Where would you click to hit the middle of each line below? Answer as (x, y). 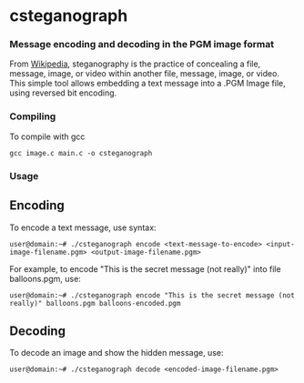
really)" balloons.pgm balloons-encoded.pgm (95, 303)
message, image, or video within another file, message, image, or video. (145, 74)
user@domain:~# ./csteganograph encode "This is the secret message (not (152, 295)
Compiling (33, 116)
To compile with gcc (47, 136)
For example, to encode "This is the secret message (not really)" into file (145, 268)
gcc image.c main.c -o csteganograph (81, 153)
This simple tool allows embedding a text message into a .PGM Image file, (148, 84)
